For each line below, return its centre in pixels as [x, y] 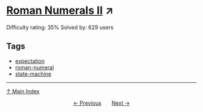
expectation [30, 61]
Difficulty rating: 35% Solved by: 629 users [60, 27]
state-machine [33, 74]
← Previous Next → [101, 103]
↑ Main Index [23, 91]
